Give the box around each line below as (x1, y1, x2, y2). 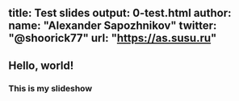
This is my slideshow (8, 83, 93, 94)
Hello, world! (8, 59, 74, 72)
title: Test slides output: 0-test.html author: (8, 6, 232, 20)
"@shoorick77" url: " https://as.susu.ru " (8, 31, 217, 45)
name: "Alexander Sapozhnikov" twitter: (8, 19, 217, 33)
